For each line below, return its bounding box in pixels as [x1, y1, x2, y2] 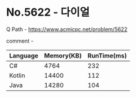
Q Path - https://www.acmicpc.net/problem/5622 [6, 25, 128, 33]
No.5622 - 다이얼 [6, 5, 90, 19]
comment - [6, 37, 34, 44]
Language [9, 51, 39, 60]
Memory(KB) [44, 51, 82, 60]
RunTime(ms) [87, 51, 127, 60]
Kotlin [9, 71, 26, 80]
